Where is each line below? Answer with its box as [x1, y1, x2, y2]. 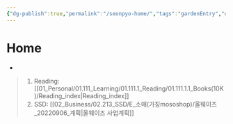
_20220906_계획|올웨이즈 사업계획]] [33, 109, 134, 117]
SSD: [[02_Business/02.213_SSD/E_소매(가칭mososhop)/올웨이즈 [33, 100, 217, 108]
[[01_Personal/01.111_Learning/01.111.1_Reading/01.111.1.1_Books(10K [33, 84, 224, 93]
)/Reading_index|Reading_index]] [33, 91, 129, 100]
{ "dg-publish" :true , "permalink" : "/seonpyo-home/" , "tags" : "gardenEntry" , [6, 10, 222, 17]
